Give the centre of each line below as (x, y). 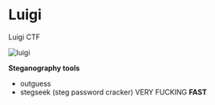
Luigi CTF (24, 37)
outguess (35, 83)
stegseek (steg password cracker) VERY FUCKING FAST (113, 92)
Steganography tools (44, 68)
